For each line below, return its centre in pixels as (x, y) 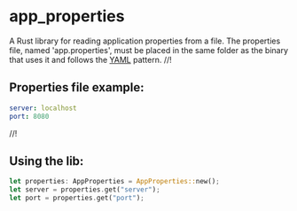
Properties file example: (77, 87)
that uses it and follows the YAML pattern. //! (91, 59)
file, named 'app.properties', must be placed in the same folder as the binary (149, 50)
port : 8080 (29, 116)
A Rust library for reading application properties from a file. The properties (145, 41)
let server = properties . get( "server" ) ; (85, 190)
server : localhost (43, 108)
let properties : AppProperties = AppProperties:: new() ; (114, 182)
